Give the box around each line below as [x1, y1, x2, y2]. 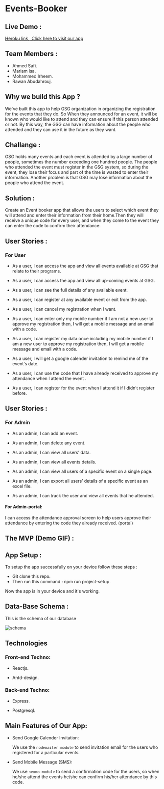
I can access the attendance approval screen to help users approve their [5, 515, 151, 520]
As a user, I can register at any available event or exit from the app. [12, 297, 147, 302]
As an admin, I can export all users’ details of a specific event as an [12, 478, 148, 484]
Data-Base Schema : [5, 602, 69, 611]
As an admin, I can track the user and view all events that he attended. [12, 492, 154, 498]
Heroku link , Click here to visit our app [5, 35, 83, 41]
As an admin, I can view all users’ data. [12, 449, 91, 455]
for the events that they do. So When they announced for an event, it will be [5, 111, 158, 117]
